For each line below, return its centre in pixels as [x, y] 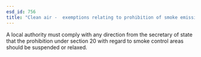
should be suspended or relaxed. [47, 47]
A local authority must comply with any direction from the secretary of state [99, 34]
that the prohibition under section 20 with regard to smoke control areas [95, 41]
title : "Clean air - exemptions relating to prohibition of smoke [92, 17]
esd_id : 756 [21, 12]
